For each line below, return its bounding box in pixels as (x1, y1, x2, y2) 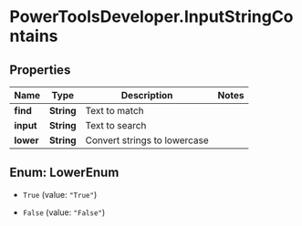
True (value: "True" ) (22, 189, 98, 200)
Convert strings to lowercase (85, 134, 210, 147)
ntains (9, 26, 58, 46)
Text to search (85, 119, 147, 131)
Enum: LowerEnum (9, 165, 120, 180)
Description (120, 89, 173, 101)
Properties (9, 62, 71, 77)
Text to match (85, 105, 144, 117)
